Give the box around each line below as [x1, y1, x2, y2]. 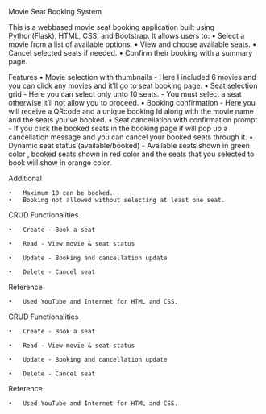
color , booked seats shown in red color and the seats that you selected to [8, 149, 255, 159]
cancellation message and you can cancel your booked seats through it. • [8, 132, 254, 142]
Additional [8, 173, 43, 183]
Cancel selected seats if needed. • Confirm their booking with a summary [8, 48, 253, 57]
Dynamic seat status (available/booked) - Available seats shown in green [8, 141, 250, 150]
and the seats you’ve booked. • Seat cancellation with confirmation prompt [8, 115, 258, 124]
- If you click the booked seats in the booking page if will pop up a [8, 124, 228, 133]
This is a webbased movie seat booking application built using [8, 23, 215, 31]
